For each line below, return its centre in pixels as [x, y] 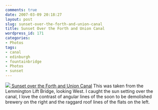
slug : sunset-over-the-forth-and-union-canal [54, 24]
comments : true [21, 10]
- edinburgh [18, 57]
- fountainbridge [23, 62]
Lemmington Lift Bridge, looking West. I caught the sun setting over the [79, 91]
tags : [11, 47]
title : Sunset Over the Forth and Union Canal [55, 29]
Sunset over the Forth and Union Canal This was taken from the [77, 86]
